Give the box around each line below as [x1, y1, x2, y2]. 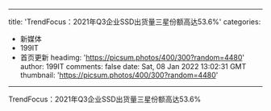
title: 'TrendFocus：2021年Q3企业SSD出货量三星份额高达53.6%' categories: [8, 17, 261, 27]
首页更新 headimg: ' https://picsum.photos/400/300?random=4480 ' [19, 53, 245, 62]
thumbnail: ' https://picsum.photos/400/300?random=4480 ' [19, 70, 219, 80]
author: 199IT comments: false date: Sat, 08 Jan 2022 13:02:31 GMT [19, 62, 247, 71]
